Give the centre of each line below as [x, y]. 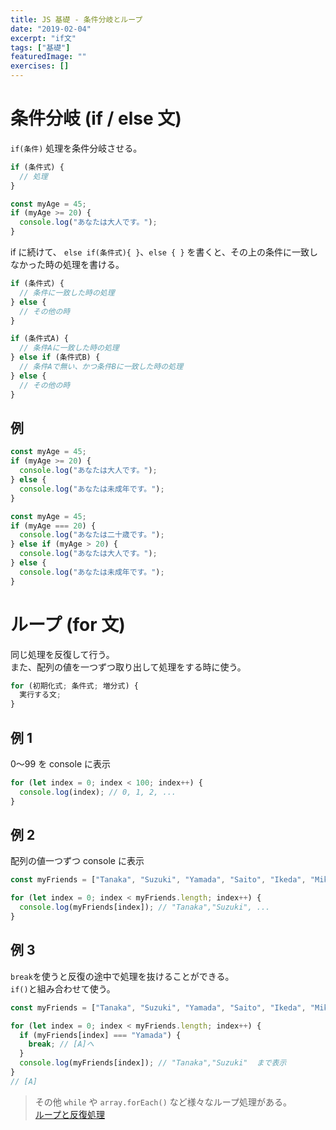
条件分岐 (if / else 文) [96, 118]
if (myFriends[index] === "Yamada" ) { [100, 1035]
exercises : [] [40, 66]
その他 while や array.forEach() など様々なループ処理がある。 [163, 1102]
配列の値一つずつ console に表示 [77, 861]
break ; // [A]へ [61, 1044]
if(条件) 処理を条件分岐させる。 [76, 148]
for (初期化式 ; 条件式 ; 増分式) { [74, 686]
